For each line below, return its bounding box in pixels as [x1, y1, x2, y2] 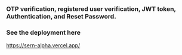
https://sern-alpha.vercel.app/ [6, 42, 81, 49]
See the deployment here [6, 28, 81, 36]
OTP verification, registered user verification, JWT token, [6, 5, 176, 13]
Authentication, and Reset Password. [6, 12, 116, 20]
